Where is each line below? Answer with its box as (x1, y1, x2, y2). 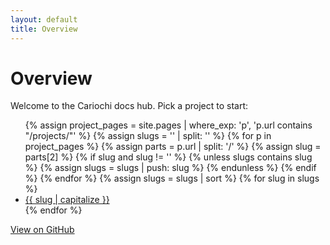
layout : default (10, 14, 78, 25)
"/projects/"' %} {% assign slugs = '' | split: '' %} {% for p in (24, 130, 272, 142)
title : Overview (10, 24, 78, 34)
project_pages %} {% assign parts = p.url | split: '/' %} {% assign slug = (24, 141, 322, 153)
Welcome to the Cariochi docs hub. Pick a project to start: (10, 100, 249, 112)
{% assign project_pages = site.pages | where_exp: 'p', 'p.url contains (24, 119, 313, 131)
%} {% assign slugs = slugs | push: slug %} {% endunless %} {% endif (24, 162, 317, 174)
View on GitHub (10, 224, 75, 236)
